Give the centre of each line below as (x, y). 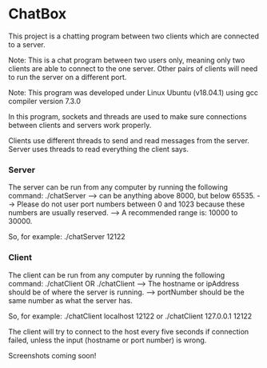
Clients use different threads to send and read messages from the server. (129, 140)
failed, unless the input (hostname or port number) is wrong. (108, 340)
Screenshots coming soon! (52, 355)
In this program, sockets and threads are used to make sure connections (128, 116)
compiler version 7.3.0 (45, 101)
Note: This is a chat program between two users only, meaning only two (127, 60)
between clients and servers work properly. (80, 125)
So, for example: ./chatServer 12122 (67, 237)
